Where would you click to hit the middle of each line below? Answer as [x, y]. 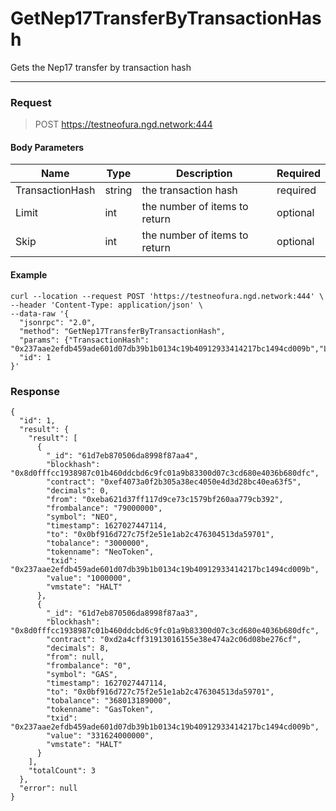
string [118, 190]
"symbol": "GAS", [82, 674]
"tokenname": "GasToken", [100, 709]
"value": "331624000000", [100, 735]
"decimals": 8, [78, 648]
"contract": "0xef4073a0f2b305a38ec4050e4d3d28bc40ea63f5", [174, 482]
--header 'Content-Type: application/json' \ [106, 305]
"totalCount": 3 [62, 770]
